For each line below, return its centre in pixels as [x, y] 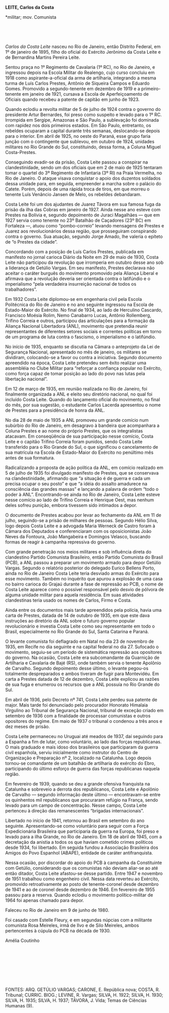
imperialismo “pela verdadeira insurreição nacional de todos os [71, 284]
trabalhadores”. [21, 289]
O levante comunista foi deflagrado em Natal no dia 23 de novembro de [79, 641]
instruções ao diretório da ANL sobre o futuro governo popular [70, 621]
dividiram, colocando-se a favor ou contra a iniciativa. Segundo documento [84, 357]
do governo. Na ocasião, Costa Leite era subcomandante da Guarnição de [82, 657]
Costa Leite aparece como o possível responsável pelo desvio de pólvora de [84, 589]
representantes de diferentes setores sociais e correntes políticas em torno [83, 332]
